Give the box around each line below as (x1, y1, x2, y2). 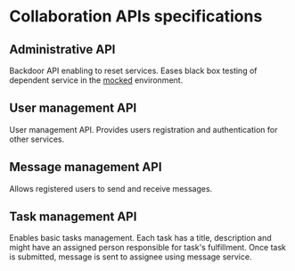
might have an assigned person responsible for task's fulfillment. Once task (9, 242, 287, 253)
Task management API (9, 209, 137, 225)
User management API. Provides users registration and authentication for (9, 124, 278, 135)
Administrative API (9, 42, 116, 57)
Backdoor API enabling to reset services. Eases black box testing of (9, 65, 258, 76)
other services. (9, 134, 65, 144)
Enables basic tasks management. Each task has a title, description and (9, 233, 272, 243)
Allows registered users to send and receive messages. (9, 183, 213, 193)
